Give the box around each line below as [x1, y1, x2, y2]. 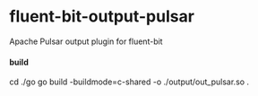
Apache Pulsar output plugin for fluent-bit [9, 36, 163, 47]
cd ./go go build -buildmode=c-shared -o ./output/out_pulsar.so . [9, 76, 249, 87]
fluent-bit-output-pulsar [9, 6, 195, 27]
